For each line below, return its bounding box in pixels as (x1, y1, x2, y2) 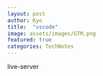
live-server (7, 63, 40, 70)
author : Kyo (7, 17, 42, 24)
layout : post (7, 10, 46, 18)
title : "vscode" (7, 23, 59, 30)
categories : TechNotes (7, 43, 74, 50)
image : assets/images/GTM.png (7, 30, 97, 37)
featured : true (7, 37, 52, 44)
